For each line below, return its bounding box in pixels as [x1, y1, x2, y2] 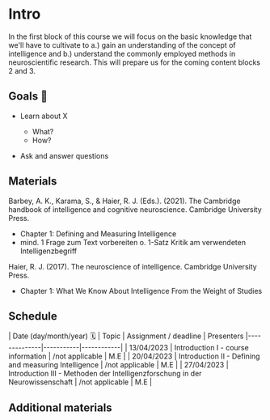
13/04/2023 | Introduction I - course [129, 343, 249, 353]
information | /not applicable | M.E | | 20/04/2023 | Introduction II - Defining [8, 351, 260, 361]
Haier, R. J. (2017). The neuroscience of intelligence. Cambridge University [8, 261, 257, 271]
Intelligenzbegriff [19, 246, 78, 256]
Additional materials [8, 401, 112, 414]
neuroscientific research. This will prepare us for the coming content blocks [8, 57, 261, 67]
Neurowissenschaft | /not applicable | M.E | [8, 377, 152, 387]
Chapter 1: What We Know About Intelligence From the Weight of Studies [19, 286, 263, 295]
